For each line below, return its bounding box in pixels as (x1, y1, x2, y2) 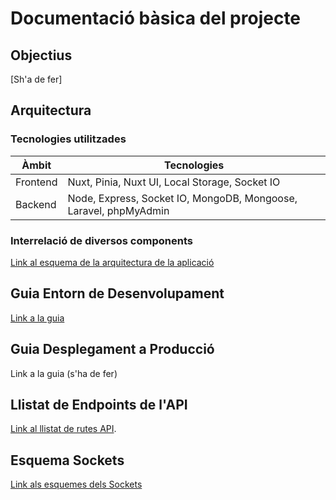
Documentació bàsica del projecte (10, 7, 302, 30)
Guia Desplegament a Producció (10, 341, 215, 358)
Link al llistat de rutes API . (10, 423, 117, 435)
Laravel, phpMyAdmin (67, 203, 170, 217)
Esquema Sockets (10, 452, 125, 469)
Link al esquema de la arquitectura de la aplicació (10, 256, 215, 268)
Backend (15, 197, 57, 211)
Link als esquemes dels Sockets (10, 478, 143, 491)
